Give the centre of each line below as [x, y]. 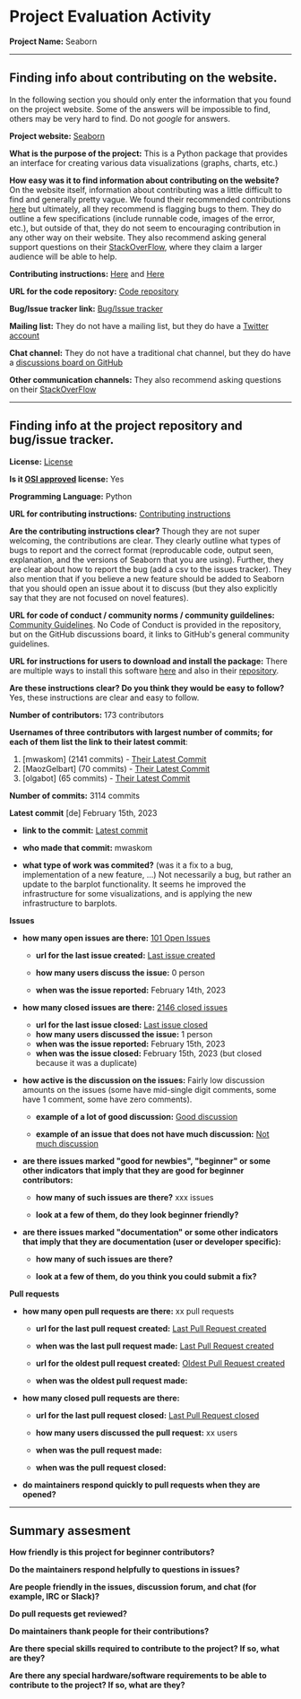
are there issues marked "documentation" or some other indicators [150, 1232]
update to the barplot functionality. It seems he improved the [134, 884]
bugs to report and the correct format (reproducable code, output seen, [142, 550]
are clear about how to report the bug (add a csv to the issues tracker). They [150, 569]
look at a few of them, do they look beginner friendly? [137, 1214]
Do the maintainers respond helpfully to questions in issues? [125, 1570]
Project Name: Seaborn [53, 41]
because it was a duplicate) [86, 1062]
